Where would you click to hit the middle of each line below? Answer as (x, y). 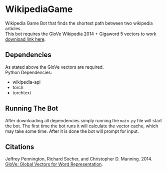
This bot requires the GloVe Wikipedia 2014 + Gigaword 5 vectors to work (81, 34)
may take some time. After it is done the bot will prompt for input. (72, 131)
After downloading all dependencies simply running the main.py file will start (84, 120)
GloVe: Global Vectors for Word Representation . (54, 164)
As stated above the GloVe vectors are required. (54, 67)
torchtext (22, 93)
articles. (13, 28)
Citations (20, 147)
